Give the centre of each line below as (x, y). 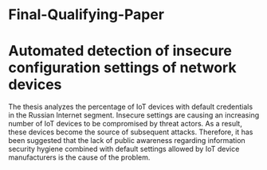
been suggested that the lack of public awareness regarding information (127, 141)
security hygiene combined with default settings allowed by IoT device (124, 149)
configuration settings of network (122, 68)
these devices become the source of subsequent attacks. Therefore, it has (131, 132)
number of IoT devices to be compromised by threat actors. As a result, (126, 124)
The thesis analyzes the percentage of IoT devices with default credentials (131, 107)
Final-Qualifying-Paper (86, 15)
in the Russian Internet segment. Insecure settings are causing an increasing (134, 115)
